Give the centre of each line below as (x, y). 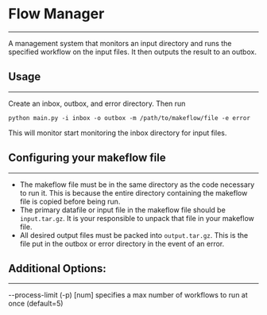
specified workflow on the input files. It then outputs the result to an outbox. (132, 52)
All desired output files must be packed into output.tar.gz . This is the (134, 235)
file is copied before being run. (70, 201)
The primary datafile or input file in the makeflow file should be (123, 210)
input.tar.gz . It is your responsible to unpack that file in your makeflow (137, 218)
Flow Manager (56, 14)
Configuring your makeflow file (87, 158)
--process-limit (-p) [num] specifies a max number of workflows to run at (128, 295)
